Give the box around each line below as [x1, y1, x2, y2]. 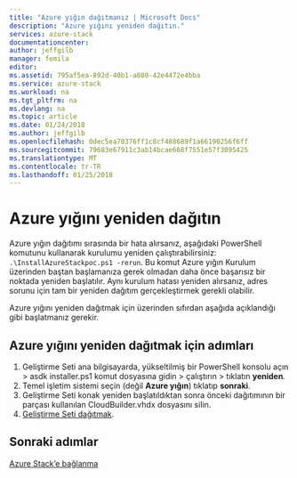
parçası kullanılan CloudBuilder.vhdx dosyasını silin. [21, 400, 212, 409]
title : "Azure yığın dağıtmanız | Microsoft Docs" [9, 12, 201, 22]
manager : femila [9, 54, 69, 63]
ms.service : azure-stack [9, 79, 101, 88]
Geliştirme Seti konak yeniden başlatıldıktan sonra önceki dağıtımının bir [21, 390, 286, 401]
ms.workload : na [9, 87, 69, 96]
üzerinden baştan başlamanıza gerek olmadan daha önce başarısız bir [9, 266, 266, 277]
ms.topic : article [9, 112, 77, 121]
